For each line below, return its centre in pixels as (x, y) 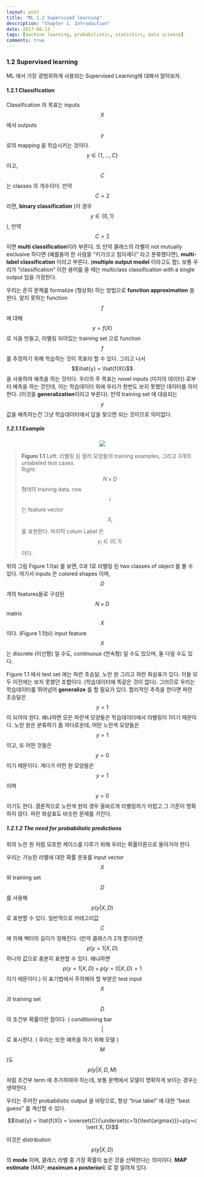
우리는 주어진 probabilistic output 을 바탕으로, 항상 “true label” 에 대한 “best (98, 1101)
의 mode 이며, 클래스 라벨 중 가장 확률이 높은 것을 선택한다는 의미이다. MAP (97, 1160)
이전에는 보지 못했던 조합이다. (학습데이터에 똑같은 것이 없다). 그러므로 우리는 (104, 682)
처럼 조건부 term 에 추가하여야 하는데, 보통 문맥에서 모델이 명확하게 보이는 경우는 (102, 1080)
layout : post (23, 12)
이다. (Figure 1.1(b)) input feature (47, 633)
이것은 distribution (29, 1140)
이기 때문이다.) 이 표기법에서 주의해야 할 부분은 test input (74, 979)
